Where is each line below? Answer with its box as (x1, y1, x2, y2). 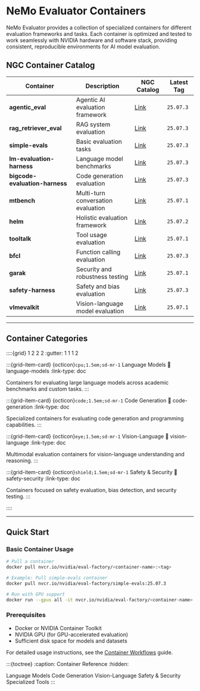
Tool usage (76, 231, 107, 239)
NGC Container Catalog (6, 60, 95, 70)
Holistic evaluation (76, 213, 128, 222)
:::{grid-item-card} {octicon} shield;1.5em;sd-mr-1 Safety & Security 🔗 (6, 468, 177, 475)
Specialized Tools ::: (6, 678, 55, 685)
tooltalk (9, 234, 32, 242)
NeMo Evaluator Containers (6, 4, 146, 18)
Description (85, 82, 120, 90)
